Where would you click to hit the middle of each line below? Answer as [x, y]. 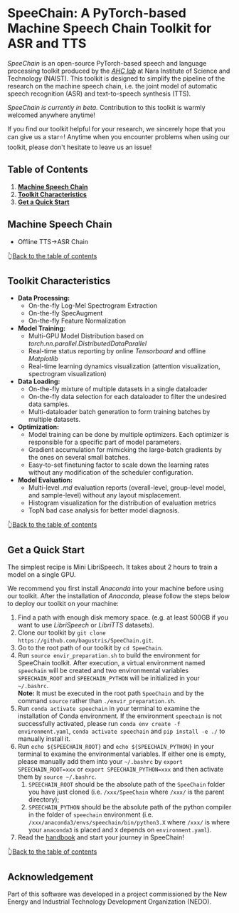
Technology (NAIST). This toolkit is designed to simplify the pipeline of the [116, 78]
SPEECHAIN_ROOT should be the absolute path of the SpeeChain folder [127, 785]
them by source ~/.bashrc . [57, 777]
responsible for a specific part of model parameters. [105, 442]
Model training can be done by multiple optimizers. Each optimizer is [129, 435]
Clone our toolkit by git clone [62, 632]
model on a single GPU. [42, 575]
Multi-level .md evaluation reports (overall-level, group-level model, [127, 488]
